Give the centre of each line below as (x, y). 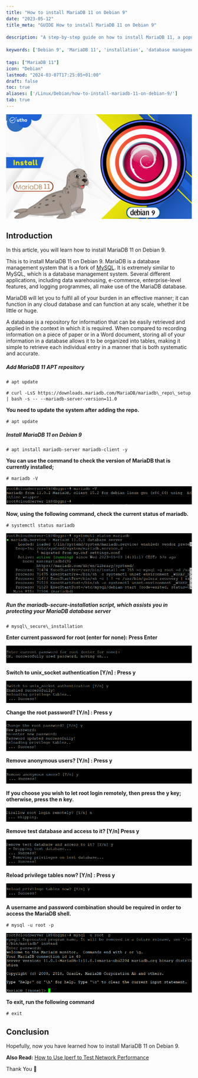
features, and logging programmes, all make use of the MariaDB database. (96, 286)
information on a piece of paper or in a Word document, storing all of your (96, 335)
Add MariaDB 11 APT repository (45, 367)
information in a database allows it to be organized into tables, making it (93, 341)
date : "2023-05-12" (30, 19)
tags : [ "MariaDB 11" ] (33, 62)
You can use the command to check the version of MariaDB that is (88, 461)
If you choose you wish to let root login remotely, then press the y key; (94, 793)
